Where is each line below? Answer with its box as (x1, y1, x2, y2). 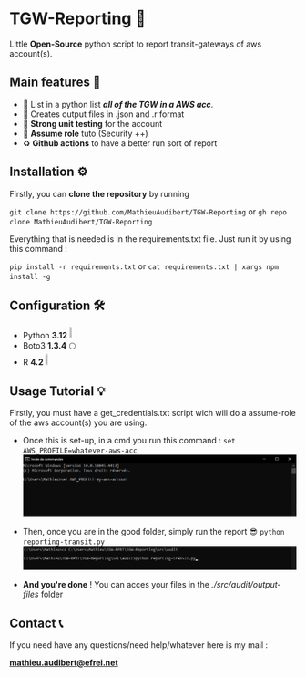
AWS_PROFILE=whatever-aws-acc (22, 446, 138, 455)
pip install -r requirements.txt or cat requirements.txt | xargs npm (9, 260, 280, 272)
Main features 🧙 (9, 75, 102, 90)
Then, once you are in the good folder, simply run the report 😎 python (22, 526, 285, 536)
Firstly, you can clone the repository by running (9, 188, 189, 199)
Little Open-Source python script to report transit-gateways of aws (9, 38, 262, 49)
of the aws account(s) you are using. (9, 417, 148, 428)
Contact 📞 (9, 615, 64, 630)
